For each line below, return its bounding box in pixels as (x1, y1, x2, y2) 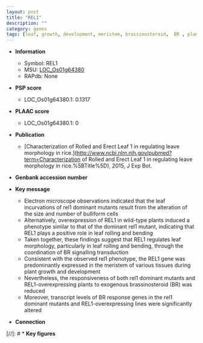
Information (14, 48, 46, 55)
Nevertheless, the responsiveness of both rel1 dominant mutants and (24, 275, 195, 282)
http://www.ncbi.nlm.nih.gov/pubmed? (76, 149, 172, 157)
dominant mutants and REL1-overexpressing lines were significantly (24, 300, 192, 307)
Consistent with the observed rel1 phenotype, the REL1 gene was (24, 255, 185, 263)
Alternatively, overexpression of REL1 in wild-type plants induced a (24, 217, 190, 224)
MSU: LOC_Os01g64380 (24, 66, 85, 73)
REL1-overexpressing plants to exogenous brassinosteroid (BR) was (24, 281, 192, 288)
